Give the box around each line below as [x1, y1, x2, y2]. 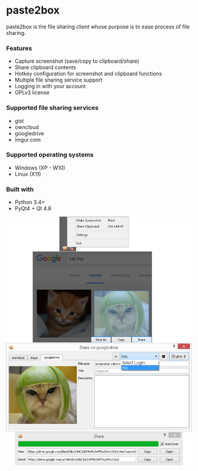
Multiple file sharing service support [14, 76, 103, 83]
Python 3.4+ [14, 199, 45, 206]
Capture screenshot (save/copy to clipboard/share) [14, 57, 140, 65]
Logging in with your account [14, 83, 86, 90]
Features [6, 44, 32, 52]
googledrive [14, 129, 44, 137]
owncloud [14, 124, 39, 131]
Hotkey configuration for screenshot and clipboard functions [14, 70, 162, 77]
